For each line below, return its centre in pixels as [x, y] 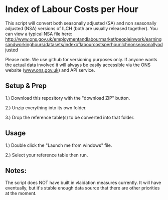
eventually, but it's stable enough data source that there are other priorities [82, 188]
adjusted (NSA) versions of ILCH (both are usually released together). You [81, 28]
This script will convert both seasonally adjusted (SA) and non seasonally [81, 23]
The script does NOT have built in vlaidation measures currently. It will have [83, 183]
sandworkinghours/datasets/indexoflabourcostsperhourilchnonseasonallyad [84, 44]
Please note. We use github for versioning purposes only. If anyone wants [81, 59]
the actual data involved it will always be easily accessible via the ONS [78, 65]
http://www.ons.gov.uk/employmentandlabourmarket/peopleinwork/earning [83, 39]
